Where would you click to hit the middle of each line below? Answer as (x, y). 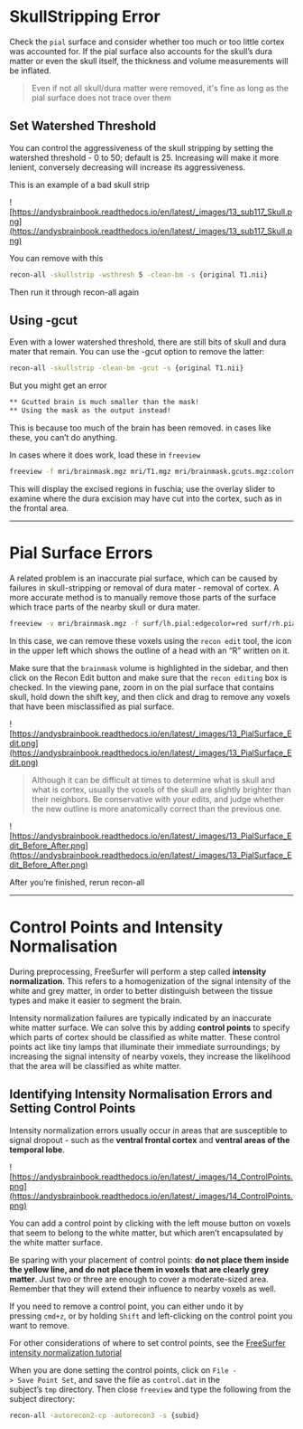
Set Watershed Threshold (83, 126)
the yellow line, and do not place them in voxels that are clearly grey (139, 1269)
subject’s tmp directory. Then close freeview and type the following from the (150, 1389)
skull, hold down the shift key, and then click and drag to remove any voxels (150, 696)
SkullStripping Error (85, 17)
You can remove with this (56, 258)
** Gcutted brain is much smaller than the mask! (105, 402)
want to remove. (40, 1325)
